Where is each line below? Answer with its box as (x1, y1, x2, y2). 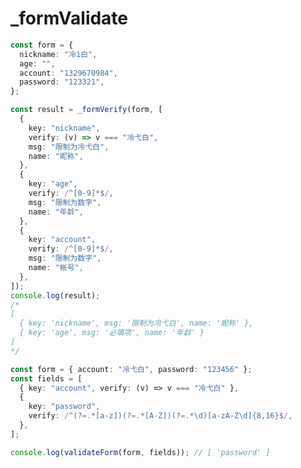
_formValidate (10, 7, 129, 30)
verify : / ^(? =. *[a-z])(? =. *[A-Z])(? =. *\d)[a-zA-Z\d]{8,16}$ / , (28, 411, 293, 421)
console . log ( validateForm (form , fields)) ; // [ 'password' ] (10, 447, 271, 457)
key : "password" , (28, 402, 101, 412)
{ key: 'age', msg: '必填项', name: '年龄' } (19, 328, 205, 338)
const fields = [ (10, 373, 83, 384)
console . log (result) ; (10, 290, 101, 301)
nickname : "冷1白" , (19, 49, 98, 59)
